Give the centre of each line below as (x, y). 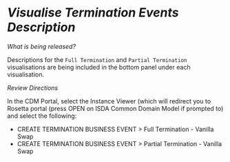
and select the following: (42, 116)
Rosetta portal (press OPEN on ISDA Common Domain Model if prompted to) (115, 108)
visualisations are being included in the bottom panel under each (99, 67)
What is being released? (42, 46)
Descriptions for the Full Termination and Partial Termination (97, 59)
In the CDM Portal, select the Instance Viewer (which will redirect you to (109, 101)
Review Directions (33, 88)
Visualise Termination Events (93, 13)
